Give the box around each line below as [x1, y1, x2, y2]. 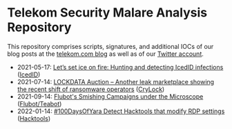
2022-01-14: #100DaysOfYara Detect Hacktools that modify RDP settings [17, 107, 225, 115]
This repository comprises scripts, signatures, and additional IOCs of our [7, 42, 214, 50]
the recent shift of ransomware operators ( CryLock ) [17, 85, 165, 93]
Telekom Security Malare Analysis [7, 5, 208, 21]
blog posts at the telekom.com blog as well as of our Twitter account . [7, 50, 204, 58]
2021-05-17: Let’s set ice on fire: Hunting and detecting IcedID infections [17, 63, 224, 71]
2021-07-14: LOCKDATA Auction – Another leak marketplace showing [17, 77, 215, 86]
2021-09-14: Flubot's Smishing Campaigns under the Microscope [17, 92, 204, 101]
